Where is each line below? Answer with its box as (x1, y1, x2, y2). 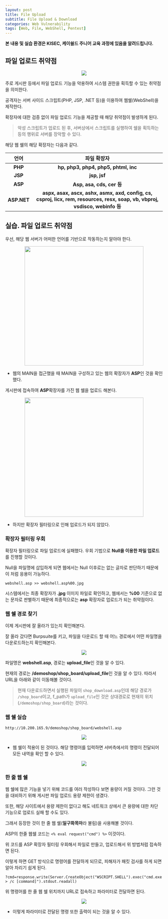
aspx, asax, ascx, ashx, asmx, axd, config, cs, (42, 189, 152, 196)
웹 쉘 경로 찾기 (5, 610, 37, 617)
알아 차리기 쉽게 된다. (5, 864, 46, 870)
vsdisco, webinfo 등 (73, 203, 121, 210)
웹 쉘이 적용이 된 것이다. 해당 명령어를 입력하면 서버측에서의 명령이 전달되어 (12, 744, 159, 750)
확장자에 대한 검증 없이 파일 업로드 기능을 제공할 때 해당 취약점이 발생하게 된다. (5, 114, 158, 120)
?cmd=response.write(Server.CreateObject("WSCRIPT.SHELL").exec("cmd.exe (5, 874, 162, 879)
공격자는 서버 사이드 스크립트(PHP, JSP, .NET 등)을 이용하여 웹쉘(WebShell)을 (5, 97, 159, 103)
